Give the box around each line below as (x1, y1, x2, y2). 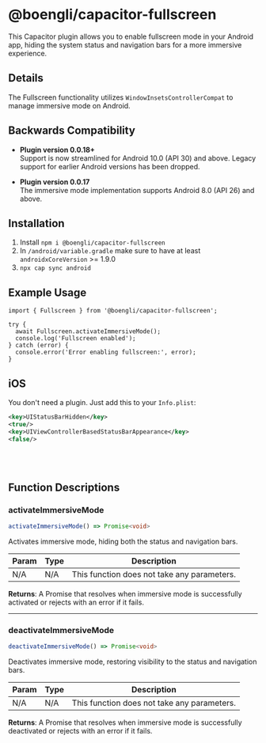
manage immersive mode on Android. (8, 100, 131, 110)
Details (8, 71, 44, 85)
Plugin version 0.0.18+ (19, 145, 95, 154)
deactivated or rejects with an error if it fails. (8, 726, 153, 736)
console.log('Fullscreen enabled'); (15, 335, 136, 343)
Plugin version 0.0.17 (19, 176, 90, 187)
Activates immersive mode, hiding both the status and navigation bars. (8, 536, 238, 547)
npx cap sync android (19, 264, 91, 272)
